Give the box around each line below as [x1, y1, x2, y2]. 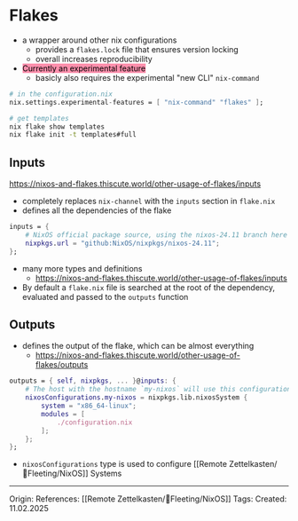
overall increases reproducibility [35, 53, 153, 64]
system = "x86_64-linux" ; [41, 401, 137, 411]
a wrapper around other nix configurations [21, 35, 177, 45]
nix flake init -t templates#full [9, 130, 137, 139]
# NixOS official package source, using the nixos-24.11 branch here [25, 231, 288, 240]
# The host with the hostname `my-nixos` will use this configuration [25, 385, 292, 394]
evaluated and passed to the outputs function [21, 291, 189, 302]
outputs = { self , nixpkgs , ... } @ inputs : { [9, 376, 176, 386]
